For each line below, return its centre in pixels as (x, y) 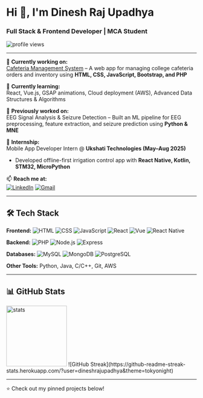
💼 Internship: (23, 142)
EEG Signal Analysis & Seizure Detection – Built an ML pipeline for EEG (94, 118)
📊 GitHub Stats (36, 291)
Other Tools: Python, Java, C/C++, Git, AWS (61, 266)
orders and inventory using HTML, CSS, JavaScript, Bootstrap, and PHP (97, 75)
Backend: (18, 242)
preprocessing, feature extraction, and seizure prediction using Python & (97, 124)
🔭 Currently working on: (37, 62)
